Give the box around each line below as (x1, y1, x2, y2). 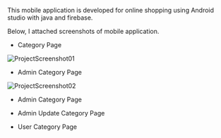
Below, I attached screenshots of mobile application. (7, 27, 160, 35)
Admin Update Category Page (17, 109, 105, 117)
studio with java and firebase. (7, 13, 93, 22)
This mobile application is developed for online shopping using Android (7, 6, 214, 14)
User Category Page (17, 123, 78, 131)
